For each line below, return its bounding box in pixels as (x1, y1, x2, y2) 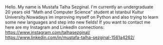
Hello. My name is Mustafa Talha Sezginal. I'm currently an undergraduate (5, 4, 153, 10)
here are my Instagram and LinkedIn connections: (5, 24, 105, 30)
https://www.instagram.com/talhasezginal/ (5, 30, 91, 35)
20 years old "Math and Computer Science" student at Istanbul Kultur (5, 9, 145, 15)
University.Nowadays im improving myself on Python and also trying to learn (5, 14, 159, 20)
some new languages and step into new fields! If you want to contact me (5, 19, 151, 25)
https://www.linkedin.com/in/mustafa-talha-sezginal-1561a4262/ (5, 34, 135, 40)
